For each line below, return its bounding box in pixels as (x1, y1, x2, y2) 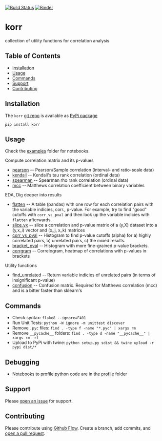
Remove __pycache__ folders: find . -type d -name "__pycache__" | (12, 330, 150, 336)
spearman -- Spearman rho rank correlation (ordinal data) (12, 177, 128, 183)
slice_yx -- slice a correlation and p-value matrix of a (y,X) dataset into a (12, 222, 158, 228)
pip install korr (5, 122, 40, 127)
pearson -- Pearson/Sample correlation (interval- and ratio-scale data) (12, 167, 154, 173)
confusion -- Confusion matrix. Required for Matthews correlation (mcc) (12, 283, 158, 288)
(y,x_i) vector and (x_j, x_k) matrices (12, 227, 85, 233)
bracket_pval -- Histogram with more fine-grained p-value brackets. (12, 243, 149, 249)
